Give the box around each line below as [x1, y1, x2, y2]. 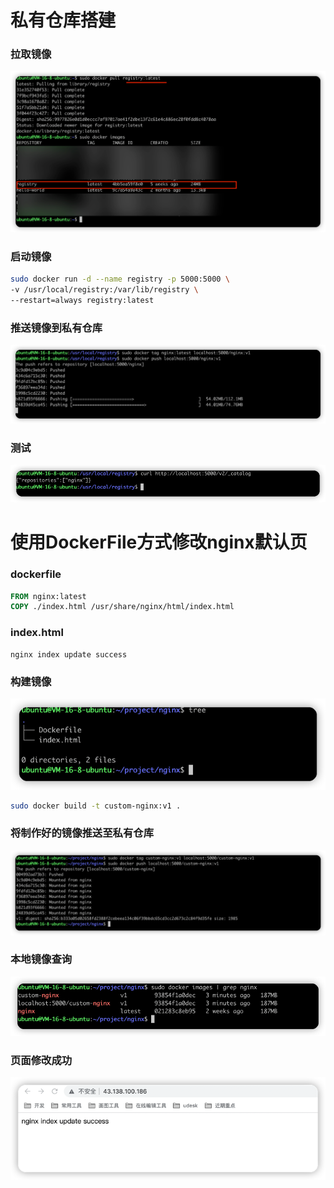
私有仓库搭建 [10, 9, 117, 32]
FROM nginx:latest [10, 591, 87, 601]
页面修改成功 [10, 1053, 73, 1067]
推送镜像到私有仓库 [10, 321, 103, 335]
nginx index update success [10, 649, 128, 660]
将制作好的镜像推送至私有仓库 [10, 826, 155, 840]
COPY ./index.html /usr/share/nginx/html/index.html [10, 602, 235, 612]
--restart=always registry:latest [10, 296, 155, 306]
